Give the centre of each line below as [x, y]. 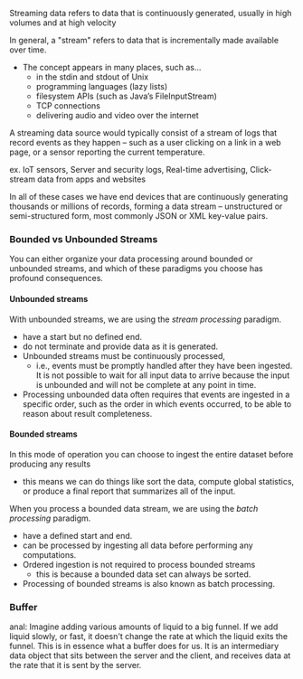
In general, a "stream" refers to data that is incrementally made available [144, 40]
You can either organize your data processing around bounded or [131, 259]
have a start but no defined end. [82, 336]
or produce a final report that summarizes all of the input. [129, 491]
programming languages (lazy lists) [102, 86]
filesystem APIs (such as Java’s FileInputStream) [126, 96]
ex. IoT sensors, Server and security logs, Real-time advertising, [129, 170]
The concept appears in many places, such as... [112, 67]
